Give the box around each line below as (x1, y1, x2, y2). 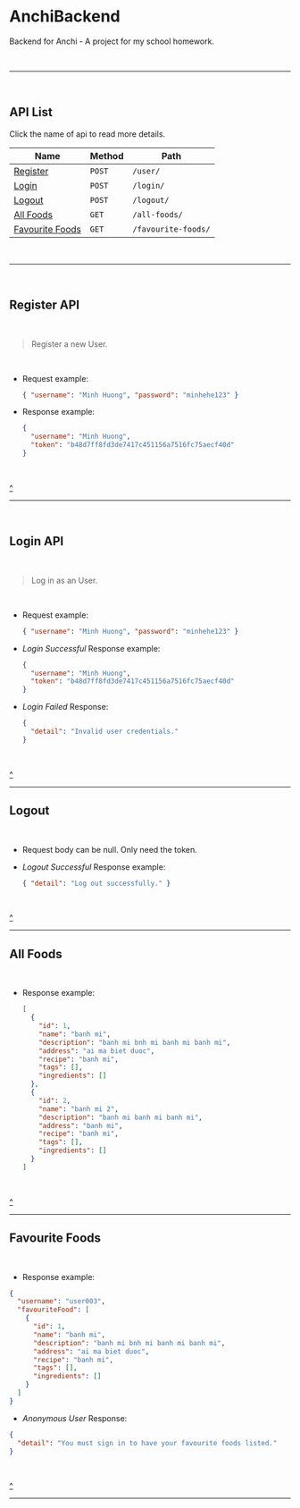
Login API (9, 534, 64, 549)
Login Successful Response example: (21, 643, 161, 653)
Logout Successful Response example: (21, 861, 166, 872)
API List (9, 105, 54, 120)
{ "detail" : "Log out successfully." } (21, 879, 171, 888)
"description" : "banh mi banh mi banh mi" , (38, 1113, 204, 1122)
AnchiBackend (9, 6, 121, 27)
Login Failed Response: (21, 702, 109, 712)
